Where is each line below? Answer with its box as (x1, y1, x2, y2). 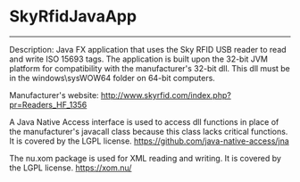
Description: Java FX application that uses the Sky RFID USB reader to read (9, 44, 287, 54)
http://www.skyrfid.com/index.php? (101, 89, 232, 100)
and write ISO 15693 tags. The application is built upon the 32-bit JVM (9, 54, 268, 64)
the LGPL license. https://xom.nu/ (9, 162, 132, 173)
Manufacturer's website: (9, 89, 100, 100)
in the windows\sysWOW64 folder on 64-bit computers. (9, 72, 216, 83)
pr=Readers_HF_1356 (9, 99, 87, 110)
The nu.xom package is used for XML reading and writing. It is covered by (9, 153, 281, 163)
